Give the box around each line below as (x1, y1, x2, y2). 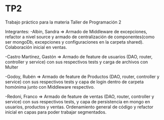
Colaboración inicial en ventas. (5, 44, 67, 50)
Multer (5, 64, 19, 70)
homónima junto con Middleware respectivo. (5, 84, 95, 90)
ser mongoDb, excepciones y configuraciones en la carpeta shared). (5, 39, 144, 45)
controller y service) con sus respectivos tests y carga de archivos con (5, 59, 148, 65)
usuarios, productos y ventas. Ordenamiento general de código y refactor (5, 104, 154, 110)
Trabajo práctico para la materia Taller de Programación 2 (5, 19, 121, 25)
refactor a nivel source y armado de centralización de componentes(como (5, 34, 155, 40)
